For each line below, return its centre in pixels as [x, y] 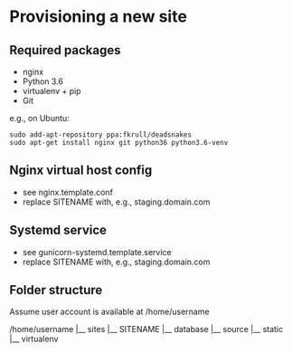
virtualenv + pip [52, 91]
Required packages [65, 50]
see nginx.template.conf [67, 192]
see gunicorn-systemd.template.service [97, 252]
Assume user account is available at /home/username [109, 312]
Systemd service [58, 230]
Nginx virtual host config [81, 171]
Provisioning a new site [99, 17]
